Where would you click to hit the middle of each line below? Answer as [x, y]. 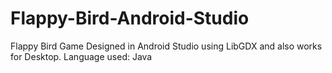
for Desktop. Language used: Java [81, 56]
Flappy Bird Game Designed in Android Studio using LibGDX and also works [166, 46]
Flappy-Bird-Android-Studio [130, 18]
